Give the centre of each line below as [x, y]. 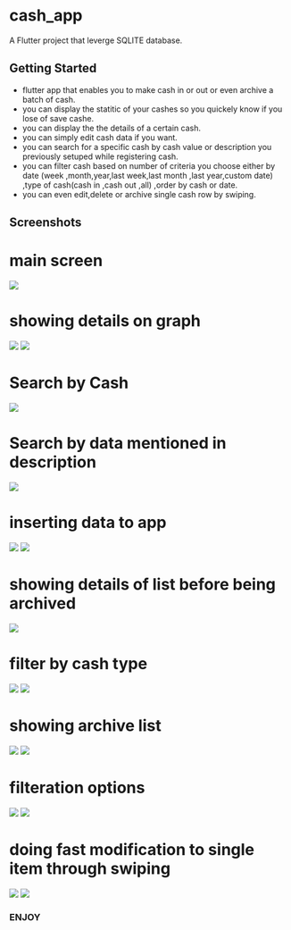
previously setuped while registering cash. [100, 156]
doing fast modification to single [132, 849]
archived [43, 603]
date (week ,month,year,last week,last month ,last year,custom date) [148, 175]
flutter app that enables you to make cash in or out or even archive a [148, 89]
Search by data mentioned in [118, 444]
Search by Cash [69, 383]
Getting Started [53, 68]
